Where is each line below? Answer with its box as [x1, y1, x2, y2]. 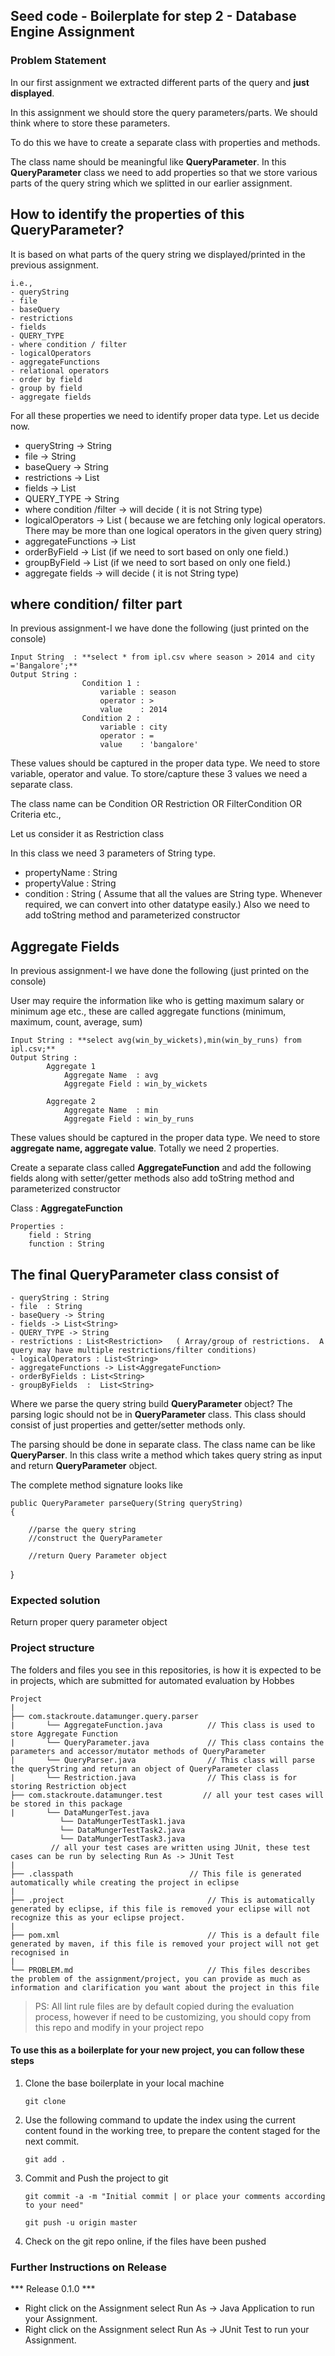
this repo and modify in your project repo [34, 2021, 205, 2033]
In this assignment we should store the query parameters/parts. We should [10, 106, 318, 118]
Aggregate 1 [46, 1062, 97, 1072]
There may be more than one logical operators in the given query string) [24, 524, 323, 536]
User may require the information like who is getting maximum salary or [10, 995, 305, 1007]
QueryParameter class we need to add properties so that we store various [10, 166, 318, 178]
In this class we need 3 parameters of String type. [10, 847, 216, 859]
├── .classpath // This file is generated [10, 1869, 302, 1879]
